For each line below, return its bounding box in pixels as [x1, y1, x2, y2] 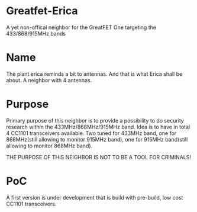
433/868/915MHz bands [6, 30, 66, 37]
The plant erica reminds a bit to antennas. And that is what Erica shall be [6, 70, 183, 78]
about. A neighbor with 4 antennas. [6, 76, 92, 83]
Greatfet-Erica [6, 4, 78, 18]
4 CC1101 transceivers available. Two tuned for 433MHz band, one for [6, 129, 177, 137]
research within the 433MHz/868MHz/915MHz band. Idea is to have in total [6, 123, 190, 130]
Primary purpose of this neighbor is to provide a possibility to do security [6, 117, 185, 124]
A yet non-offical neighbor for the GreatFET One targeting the [6, 24, 157, 31]
